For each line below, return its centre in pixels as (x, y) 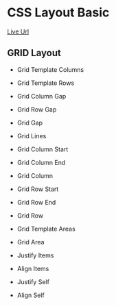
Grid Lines (32, 136)
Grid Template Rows (46, 83)
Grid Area (31, 242)
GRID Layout (34, 53)
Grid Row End (36, 202)
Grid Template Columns (50, 69)
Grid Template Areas (46, 229)
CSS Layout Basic (58, 13)
